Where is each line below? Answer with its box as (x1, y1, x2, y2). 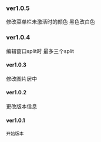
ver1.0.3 (6, 61, 26, 68)
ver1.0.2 (6, 89, 27, 96)
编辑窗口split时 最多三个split (6, 47, 75, 54)
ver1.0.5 (6, 4, 31, 12)
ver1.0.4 (6, 34, 31, 42)
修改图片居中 (6, 75, 37, 82)
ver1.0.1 (6, 117, 25, 124)
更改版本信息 (6, 103, 37, 110)
